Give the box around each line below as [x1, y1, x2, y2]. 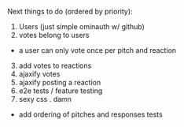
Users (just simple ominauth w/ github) [18, 22, 145, 31]
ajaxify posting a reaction [18, 78, 101, 87]
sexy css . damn [18, 95, 72, 103]
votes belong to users [18, 31, 90, 39]
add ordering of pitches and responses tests [18, 110, 163, 119]
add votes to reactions [18, 61, 92, 70]
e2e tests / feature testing [18, 86, 103, 95]
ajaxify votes [18, 69, 61, 78]
